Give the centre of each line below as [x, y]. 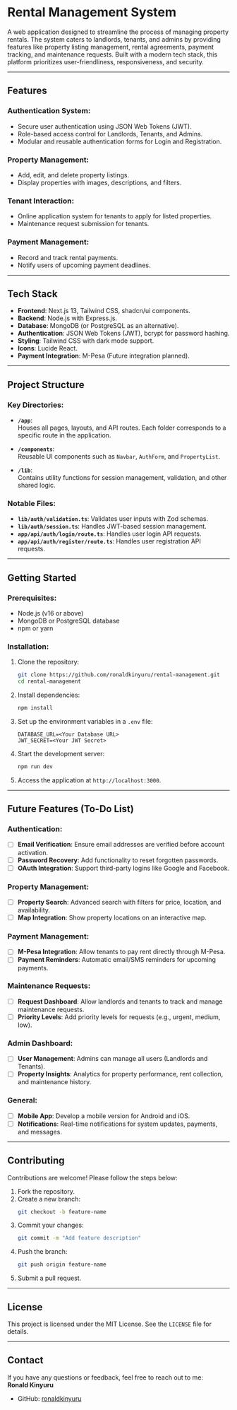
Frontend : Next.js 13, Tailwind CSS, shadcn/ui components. [104, 311]
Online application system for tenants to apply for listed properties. [115, 216]
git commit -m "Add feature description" [79, 1238]
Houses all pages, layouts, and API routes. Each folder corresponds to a [122, 428]
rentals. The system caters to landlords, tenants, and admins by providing [114, 39]
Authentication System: [49, 111]
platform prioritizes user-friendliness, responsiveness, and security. [106, 61]
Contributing [36, 1161]
